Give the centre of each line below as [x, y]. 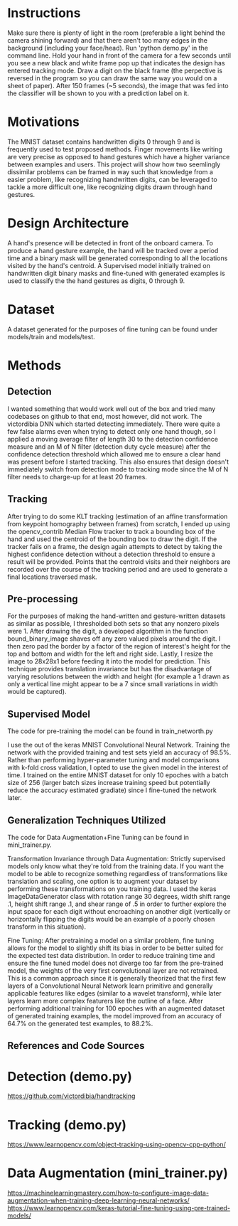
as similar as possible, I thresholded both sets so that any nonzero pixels [113, 624]
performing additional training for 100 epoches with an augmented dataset [116, 1008]
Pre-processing [43, 599]
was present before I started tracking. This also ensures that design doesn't [118, 462]
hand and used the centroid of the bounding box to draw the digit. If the [112, 539]
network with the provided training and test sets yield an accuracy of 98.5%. [119, 752]
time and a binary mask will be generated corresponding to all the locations [118, 258]
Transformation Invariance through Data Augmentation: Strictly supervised [117, 859]
